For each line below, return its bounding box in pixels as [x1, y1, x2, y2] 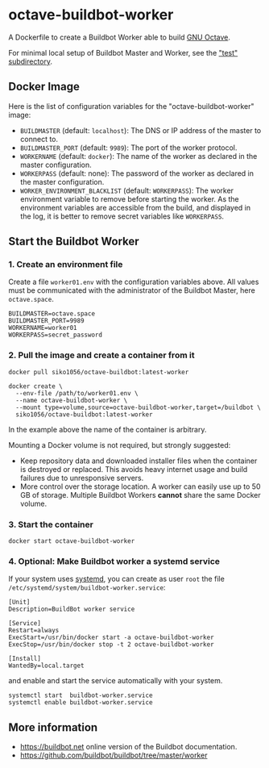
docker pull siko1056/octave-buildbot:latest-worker [8, 368, 189, 376]
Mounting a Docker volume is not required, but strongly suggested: [8, 440, 231, 449]
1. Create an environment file [8, 259, 123, 270]
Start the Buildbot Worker [8, 235, 139, 248]
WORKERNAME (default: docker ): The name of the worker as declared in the [19, 151, 258, 161]
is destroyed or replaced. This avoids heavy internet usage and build [19, 464, 248, 474]
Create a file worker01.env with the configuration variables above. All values [8, 277, 259, 287]
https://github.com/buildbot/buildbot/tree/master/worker [19, 750, 208, 760]
